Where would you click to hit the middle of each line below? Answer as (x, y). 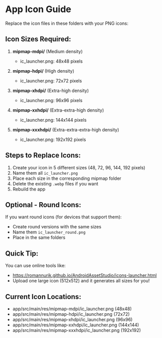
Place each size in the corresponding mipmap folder (67, 178)
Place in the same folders (39, 237)
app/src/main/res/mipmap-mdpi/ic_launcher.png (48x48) (72, 309)
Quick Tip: (22, 253)
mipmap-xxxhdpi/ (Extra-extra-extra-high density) (66, 129)
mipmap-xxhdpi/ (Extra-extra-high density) (58, 110)
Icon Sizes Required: (38, 39)
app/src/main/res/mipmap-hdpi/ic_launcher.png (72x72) (71, 314)
